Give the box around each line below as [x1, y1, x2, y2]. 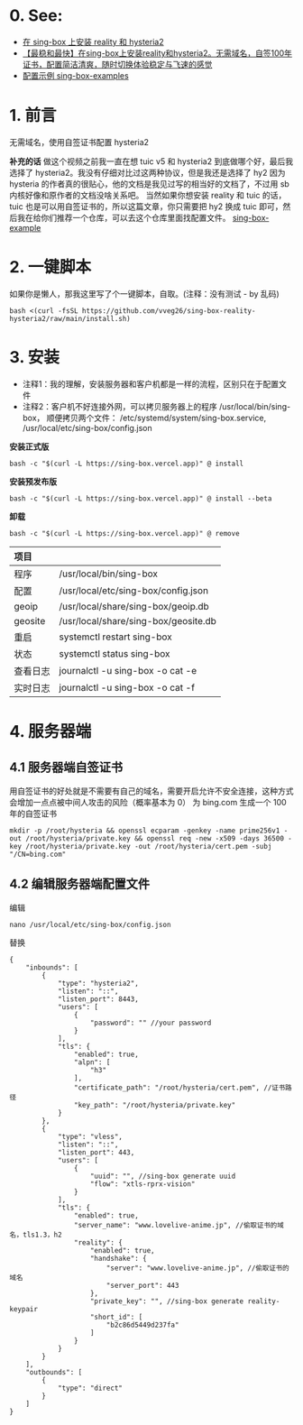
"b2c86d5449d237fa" [106, 1320, 179, 1329]
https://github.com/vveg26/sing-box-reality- [81, 306, 256, 316]
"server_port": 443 [106, 1281, 179, 1290]
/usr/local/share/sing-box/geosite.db [59, 614, 216, 627]
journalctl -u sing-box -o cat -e [59, 664, 197, 676]
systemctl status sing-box [59, 647, 170, 659]
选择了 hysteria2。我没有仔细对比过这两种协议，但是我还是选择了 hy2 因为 [9, 167, 286, 178]
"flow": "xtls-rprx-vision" [89, 1179, 196, 1189]
